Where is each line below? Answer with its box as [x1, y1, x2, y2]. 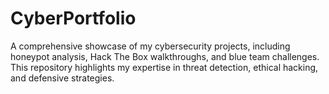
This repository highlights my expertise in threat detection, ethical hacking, [10, 61, 319, 73]
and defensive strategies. [10, 72, 115, 84]
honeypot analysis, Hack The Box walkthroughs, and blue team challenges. [10, 50, 320, 62]
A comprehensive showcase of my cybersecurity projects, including [10, 40, 291, 52]
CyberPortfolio [10, 7, 137, 30]
